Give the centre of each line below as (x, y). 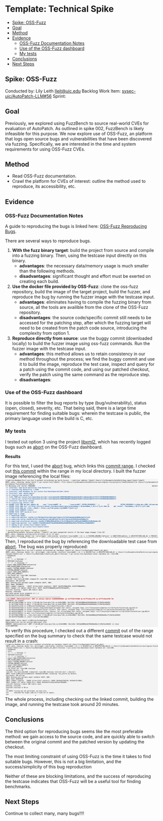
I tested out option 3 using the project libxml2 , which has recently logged (78, 441)
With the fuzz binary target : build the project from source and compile (83, 250)
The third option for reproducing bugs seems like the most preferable (74, 731)
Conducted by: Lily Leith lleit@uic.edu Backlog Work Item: (63, 91)
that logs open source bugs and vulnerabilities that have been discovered (78, 139)
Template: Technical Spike (59, 9)
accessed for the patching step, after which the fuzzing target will (85, 323)
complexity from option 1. (45, 333)
